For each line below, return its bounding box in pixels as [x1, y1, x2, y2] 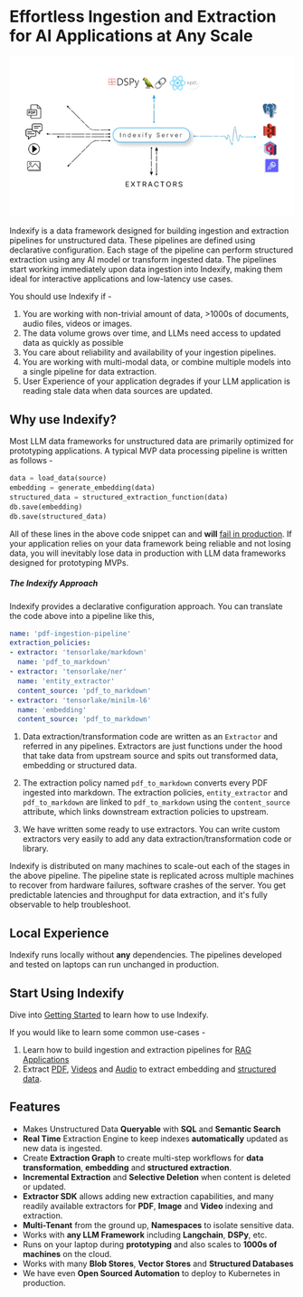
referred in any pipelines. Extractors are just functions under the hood [22, 740, 283, 752]
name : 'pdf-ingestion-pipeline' [9, 629, 131, 638]
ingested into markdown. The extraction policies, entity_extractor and [22, 787, 288, 798]
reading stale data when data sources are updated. [22, 386, 213, 396]
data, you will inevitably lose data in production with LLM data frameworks [9, 548, 287, 558]
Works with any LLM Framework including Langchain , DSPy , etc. [22, 1229, 268, 1240]
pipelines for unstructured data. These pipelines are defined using [9, 235, 256, 246]
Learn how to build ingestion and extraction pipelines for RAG [22, 1044, 251, 1055]
